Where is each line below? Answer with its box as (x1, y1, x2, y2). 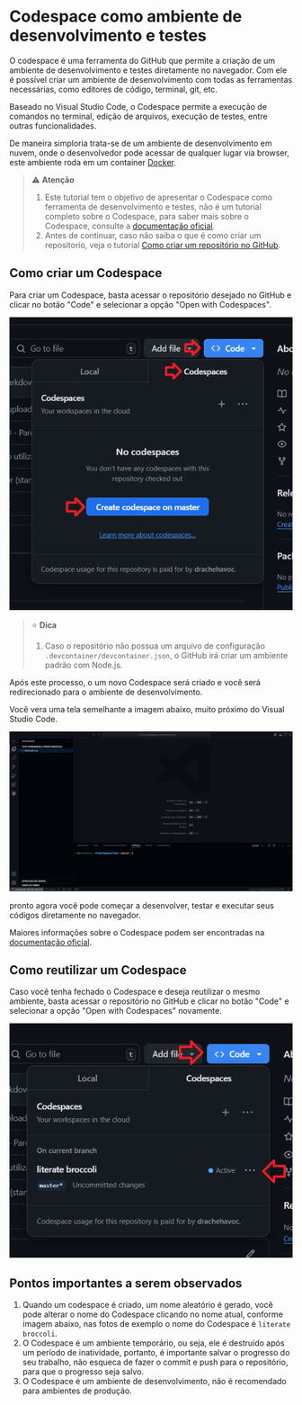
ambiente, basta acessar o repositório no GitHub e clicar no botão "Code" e (9, 996, 289, 1007)
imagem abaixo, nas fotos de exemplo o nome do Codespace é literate (22, 1319, 291, 1329)
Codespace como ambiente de (9, 6, 243, 27)
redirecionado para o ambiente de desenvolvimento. (9, 686, 203, 698)
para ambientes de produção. (22, 1385, 132, 1396)
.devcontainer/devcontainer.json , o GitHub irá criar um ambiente (44, 650, 289, 661)
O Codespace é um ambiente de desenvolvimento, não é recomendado (22, 1376, 287, 1387)
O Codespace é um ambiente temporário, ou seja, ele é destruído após (22, 1338, 285, 1348)
